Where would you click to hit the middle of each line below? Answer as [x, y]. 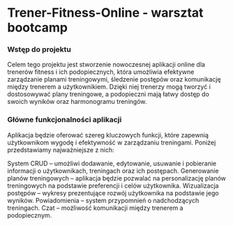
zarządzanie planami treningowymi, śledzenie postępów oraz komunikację [114, 80]
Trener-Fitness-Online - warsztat [105, 13]
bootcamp [38, 28]
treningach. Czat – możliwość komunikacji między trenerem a [95, 208]
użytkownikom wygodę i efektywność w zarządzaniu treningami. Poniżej [112, 142]
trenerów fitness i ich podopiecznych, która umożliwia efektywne [101, 72]
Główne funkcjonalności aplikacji [65, 120]
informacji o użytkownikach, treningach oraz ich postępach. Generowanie [113, 171]
